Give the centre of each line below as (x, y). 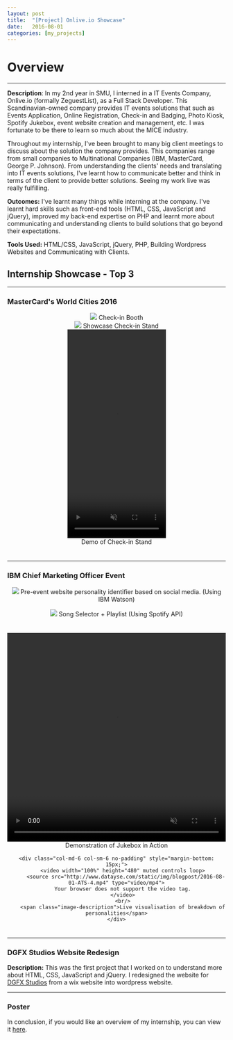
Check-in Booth (121, 318)
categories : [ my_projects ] (46, 33)
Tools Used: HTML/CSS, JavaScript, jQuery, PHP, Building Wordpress (107, 245)
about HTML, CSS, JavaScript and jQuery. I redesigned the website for (108, 975)
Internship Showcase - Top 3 (71, 274)
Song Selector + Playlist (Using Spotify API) (121, 614)
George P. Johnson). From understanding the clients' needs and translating (114, 166)
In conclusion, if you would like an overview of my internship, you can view (114, 1022)
